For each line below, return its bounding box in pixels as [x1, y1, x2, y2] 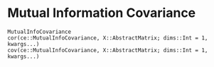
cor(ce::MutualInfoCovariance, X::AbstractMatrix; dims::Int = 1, [7, 34, 208, 42]
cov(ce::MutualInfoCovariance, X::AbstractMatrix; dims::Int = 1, [7, 47, 208, 54]
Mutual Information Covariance [7, 5, 196, 21]
